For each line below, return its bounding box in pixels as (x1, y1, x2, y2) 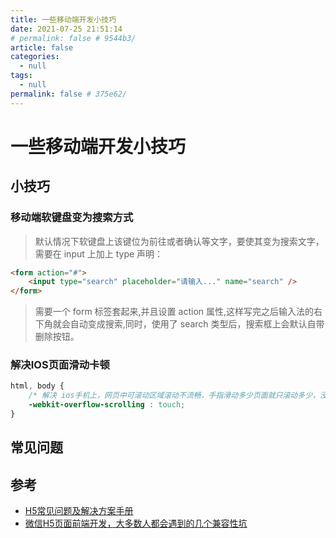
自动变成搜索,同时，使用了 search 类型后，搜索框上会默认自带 (69, 318, 325, 330)
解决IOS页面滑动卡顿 (10, 358, 110, 372)
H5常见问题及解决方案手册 (24, 505, 134, 517)
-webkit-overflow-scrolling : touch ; (28, 400, 186, 410)
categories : (10, 52, 60, 62)
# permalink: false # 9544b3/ (10, 33, 137, 43)
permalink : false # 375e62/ (10, 89, 128, 99)
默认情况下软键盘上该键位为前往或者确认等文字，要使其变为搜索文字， (34, 235, 325, 247)
